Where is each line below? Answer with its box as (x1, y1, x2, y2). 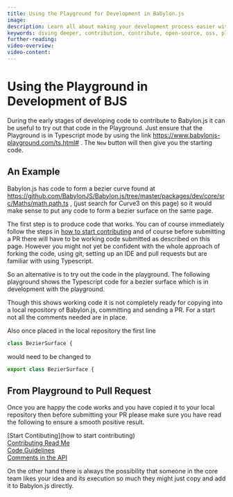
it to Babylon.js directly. (7, 482, 74, 490)
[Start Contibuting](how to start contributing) (7, 431, 135, 440)
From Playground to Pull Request (7, 385, 151, 396)
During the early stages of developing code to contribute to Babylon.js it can (7, 116, 225, 125)
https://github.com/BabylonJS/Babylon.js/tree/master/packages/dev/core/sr (7, 191, 225, 200)
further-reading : (7, 36, 58, 43)
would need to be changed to (7, 352, 92, 360)
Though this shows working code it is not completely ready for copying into (7, 298, 223, 306)
